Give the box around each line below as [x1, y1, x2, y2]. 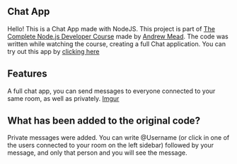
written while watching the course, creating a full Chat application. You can [7, 39, 226, 48]
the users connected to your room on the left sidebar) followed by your [7, 141, 214, 150]
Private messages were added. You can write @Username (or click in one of [7, 133, 230, 142]
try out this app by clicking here [7, 47, 100, 55]
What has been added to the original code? [7, 115, 200, 127]
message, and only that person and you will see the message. [7, 148, 187, 157]
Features [7, 67, 47, 80]
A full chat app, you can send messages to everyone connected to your [7, 87, 216, 95]
